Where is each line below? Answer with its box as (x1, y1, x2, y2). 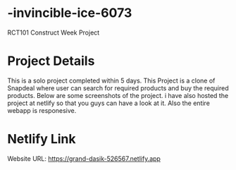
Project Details (7, 53, 95, 69)
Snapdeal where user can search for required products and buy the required (7, 83, 229, 92)
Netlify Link (7, 131, 76, 147)
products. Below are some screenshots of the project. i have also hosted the (7, 91, 229, 99)
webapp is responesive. (7, 106, 77, 114)
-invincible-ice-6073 (7, 5, 132, 21)
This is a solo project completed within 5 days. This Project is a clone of (7, 76, 216, 85)
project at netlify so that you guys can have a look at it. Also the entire (7, 99, 210, 107)
